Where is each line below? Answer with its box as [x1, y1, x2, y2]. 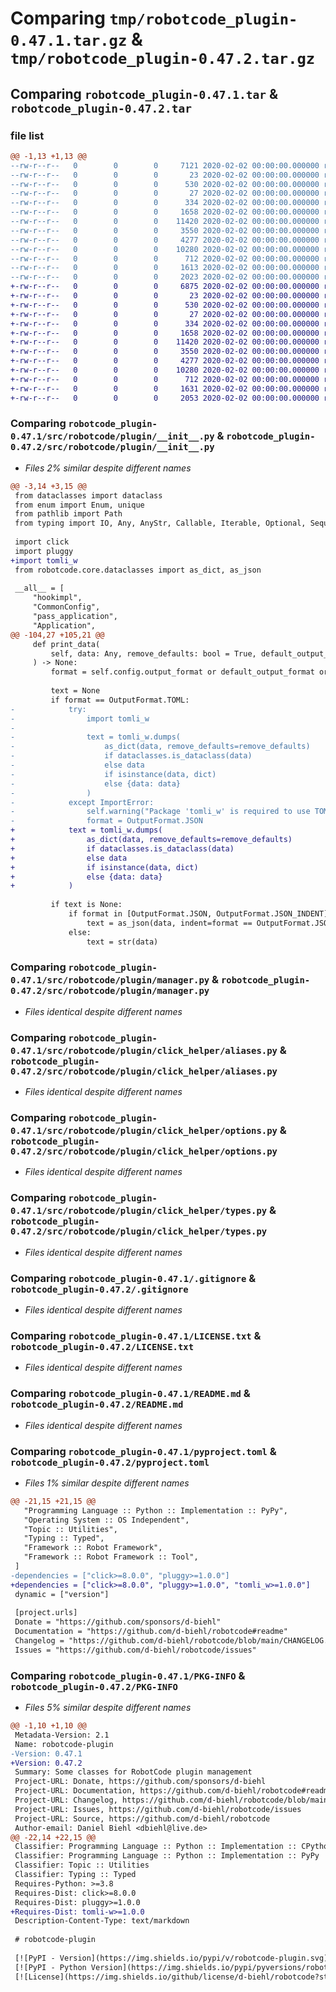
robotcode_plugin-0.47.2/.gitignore [10, 1283, 189, 1295]
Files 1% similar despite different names [24, 1477, 190, 1489]
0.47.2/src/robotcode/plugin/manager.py [10, 985, 210, 997]
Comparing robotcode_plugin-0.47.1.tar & [10, 85, 279, 102]
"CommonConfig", [32, 602, 101, 612]
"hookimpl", [32, 593, 83, 603]
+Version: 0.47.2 [10, 1758, 83, 1768]
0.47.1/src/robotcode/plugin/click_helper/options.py [10, 1125, 278, 1137]
